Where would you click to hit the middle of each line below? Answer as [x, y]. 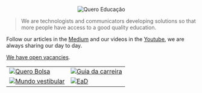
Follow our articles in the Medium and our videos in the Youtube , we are [96, 39]
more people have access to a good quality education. [89, 27]
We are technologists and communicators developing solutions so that [108, 21]
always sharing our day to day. [44, 46]
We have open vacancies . [38, 57]
